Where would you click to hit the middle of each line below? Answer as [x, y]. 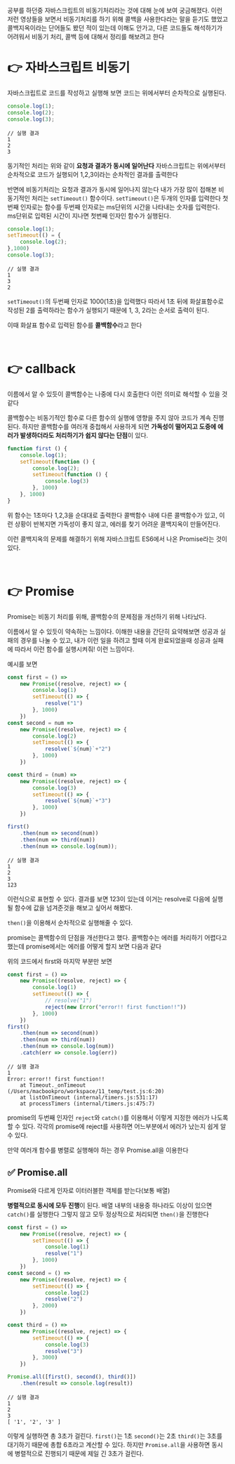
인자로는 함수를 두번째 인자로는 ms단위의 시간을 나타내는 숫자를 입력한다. [120, 207]
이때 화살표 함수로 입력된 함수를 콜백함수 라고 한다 [75, 325]
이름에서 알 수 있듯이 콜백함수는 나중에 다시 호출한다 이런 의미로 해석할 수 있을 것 [117, 394]
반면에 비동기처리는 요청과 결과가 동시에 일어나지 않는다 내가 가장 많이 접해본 [112, 189]
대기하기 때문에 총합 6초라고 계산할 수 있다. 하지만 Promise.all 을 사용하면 [109, 1444]
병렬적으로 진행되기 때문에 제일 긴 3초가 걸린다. [79, 1453]
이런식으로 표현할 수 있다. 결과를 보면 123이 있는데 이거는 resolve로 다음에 [109, 898]
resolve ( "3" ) [63, 1351]
